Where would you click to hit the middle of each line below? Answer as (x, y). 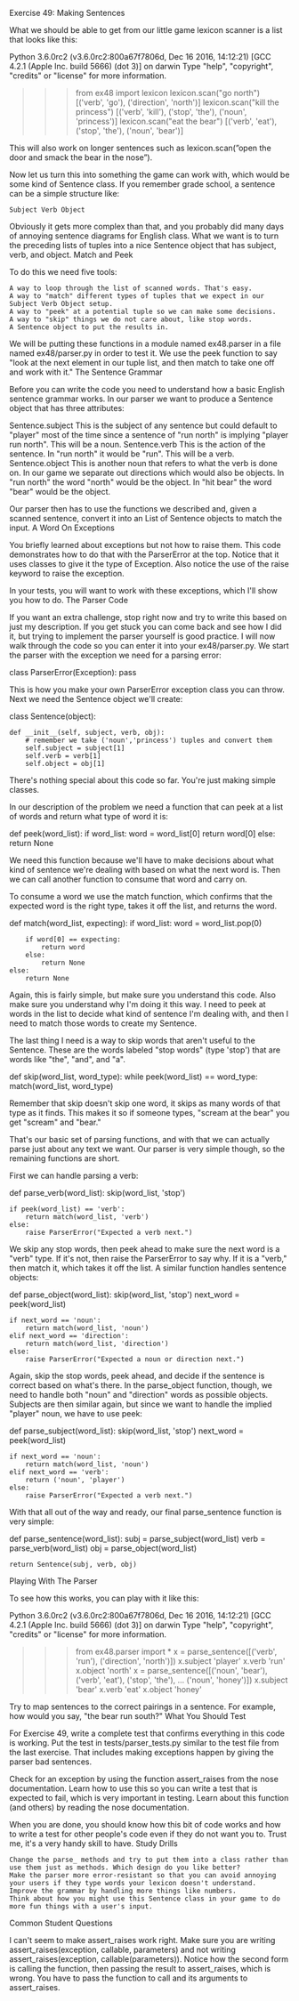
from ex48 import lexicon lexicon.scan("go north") (168, 93)
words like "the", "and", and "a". (68, 1059)
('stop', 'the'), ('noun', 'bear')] (129, 131)
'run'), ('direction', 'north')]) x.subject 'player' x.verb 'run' (180, 1661)
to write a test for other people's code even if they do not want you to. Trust (148, 1834)
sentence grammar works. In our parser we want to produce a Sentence (141, 399)
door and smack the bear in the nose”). (81, 157)
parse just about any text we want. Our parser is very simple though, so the (147, 1149)
